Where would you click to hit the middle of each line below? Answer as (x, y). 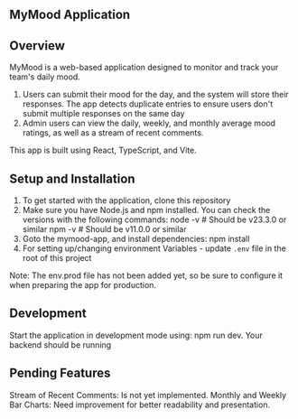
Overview (37, 46)
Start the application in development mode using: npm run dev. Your (136, 335)
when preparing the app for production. (83, 285)
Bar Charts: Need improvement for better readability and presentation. (140, 405)
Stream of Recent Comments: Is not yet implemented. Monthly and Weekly (148, 395)
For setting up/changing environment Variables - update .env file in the (154, 248)
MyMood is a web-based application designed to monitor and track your (144, 68)
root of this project (57, 258)
